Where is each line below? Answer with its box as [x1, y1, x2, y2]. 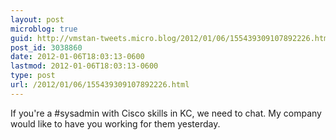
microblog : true [10, 24, 78, 34]
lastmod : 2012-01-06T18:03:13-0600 [10, 61, 159, 71]
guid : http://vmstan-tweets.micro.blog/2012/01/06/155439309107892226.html [10, 33, 333, 43]
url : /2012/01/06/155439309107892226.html [10, 80, 190, 90]
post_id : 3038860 [10, 42, 83, 53]
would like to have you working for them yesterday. [10, 117, 221, 130]
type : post [10, 71, 56, 81]
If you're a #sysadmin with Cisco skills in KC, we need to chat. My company [10, 107, 322, 119]
